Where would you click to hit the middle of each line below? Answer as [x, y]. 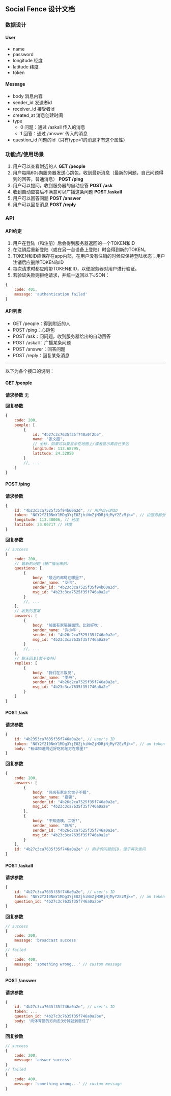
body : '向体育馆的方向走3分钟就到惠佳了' [53, 1021]
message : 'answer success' [43, 1060]
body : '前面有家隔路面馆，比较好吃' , [67, 625]
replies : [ [26, 663]
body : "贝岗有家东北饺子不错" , [62, 792]
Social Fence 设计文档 [40, 9]
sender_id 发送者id [32, 102]
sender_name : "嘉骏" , [55, 797]
